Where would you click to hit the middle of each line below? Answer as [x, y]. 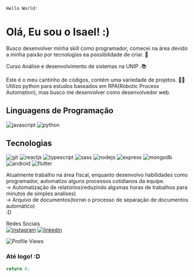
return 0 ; [18, 269]
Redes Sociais [23, 224]
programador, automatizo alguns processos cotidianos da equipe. [86, 181]
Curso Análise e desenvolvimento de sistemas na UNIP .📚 [76, 66]
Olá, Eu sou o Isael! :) [58, 32]
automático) [21, 206]
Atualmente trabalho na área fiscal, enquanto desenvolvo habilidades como [97, 175]
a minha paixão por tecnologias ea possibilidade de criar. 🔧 [77, 54]
